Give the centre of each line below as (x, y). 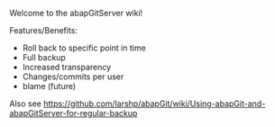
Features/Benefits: (44, 30)
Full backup (44, 57)
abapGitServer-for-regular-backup (73, 113)
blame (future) (49, 86)
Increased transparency (67, 67)
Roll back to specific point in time (84, 48)
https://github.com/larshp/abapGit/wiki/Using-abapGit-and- (155, 104)
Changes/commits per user (73, 77)
